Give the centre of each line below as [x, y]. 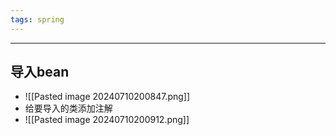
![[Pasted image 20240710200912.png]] [107, 120]
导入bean [40, 72]
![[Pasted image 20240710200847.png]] [107, 97]
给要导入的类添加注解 [68, 108]
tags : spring [37, 19]
